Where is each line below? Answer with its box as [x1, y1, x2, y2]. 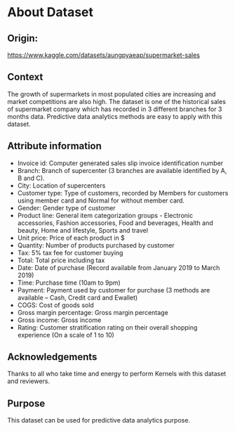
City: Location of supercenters [17, 181, 106, 190]
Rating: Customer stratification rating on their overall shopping [17, 323, 198, 331]
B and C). [17, 174, 45, 182]
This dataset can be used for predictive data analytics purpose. [7, 416, 191, 425]
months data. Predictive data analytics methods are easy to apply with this [7, 112, 222, 120]
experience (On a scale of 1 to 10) [17, 330, 114, 339]
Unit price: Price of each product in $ [17, 233, 125, 242]
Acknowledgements [7, 351, 98, 363]
